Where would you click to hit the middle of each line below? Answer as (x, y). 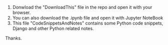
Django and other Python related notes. (53, 28)
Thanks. (14, 38)
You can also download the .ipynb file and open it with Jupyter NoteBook (88, 18)
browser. (22, 12)
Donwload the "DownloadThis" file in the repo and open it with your (82, 7)
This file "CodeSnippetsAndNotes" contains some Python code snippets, (88, 23)
